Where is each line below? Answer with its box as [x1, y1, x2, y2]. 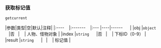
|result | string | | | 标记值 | [5, 37, 71, 43]
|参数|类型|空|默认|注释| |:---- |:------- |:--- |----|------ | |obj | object [5, 25, 157, 31]
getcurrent [5, 16, 27, 21]
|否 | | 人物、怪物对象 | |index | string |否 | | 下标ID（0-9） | [8, 31, 146, 37]
